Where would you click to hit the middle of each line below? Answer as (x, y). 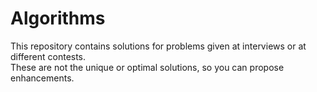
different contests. (48, 56)
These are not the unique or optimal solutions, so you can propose (147, 67)
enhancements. (42, 78)
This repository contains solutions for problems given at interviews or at (158, 46)
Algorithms (58, 18)
